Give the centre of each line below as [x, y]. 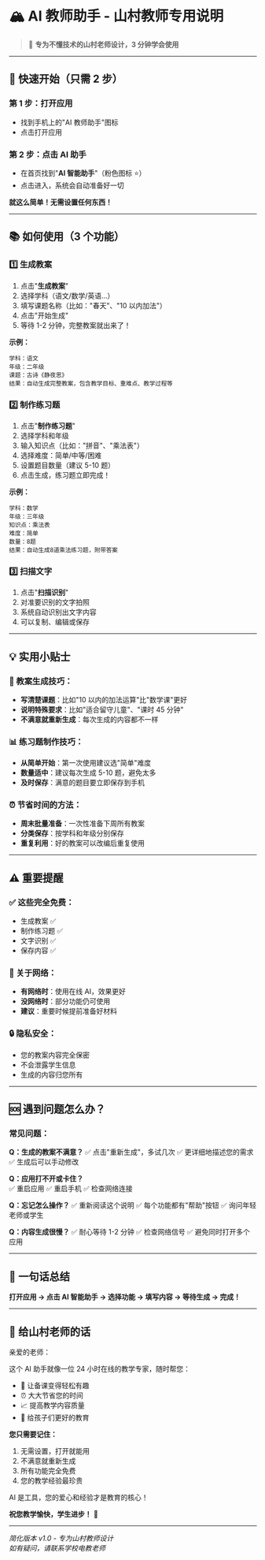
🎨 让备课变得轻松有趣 [55, 1386]
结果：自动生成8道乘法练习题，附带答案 [64, 550]
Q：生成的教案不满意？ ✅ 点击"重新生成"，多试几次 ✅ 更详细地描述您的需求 [131, 1152]
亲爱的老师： [29, 1352]
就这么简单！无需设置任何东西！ [61, 202]
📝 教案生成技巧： [41, 681]
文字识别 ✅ [38, 941]
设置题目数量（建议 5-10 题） [67, 465]
